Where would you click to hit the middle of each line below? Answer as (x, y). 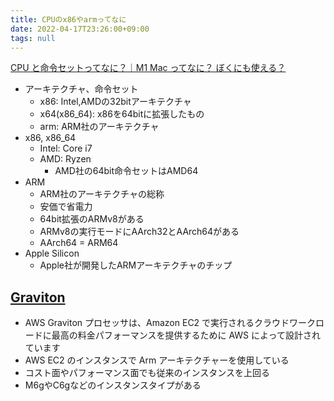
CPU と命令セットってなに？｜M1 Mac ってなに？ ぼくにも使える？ (148, 68)
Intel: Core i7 (66, 148)
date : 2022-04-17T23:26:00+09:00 (80, 29)
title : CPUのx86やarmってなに (68, 19)
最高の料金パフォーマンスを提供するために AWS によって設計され (186, 335)
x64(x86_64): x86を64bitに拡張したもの (122, 114)
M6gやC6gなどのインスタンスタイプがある (113, 385)
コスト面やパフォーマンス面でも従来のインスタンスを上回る (147, 373)
